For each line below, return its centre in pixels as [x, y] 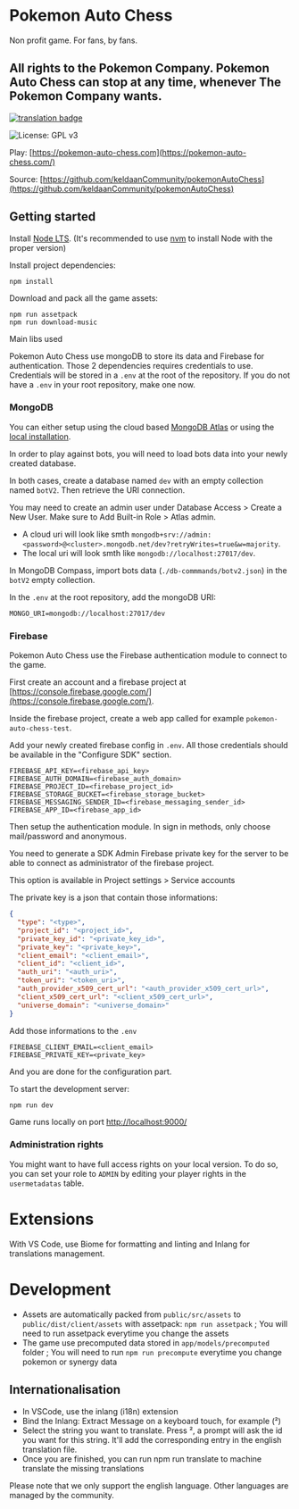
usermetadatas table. [47, 1183]
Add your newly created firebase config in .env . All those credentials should [149, 746]
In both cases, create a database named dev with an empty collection [137, 480]
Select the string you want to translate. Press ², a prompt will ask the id [152, 1430]
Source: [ [26, 179]
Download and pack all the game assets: [84, 298]
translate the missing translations [83, 1468]
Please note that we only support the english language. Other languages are [149, 1485]
